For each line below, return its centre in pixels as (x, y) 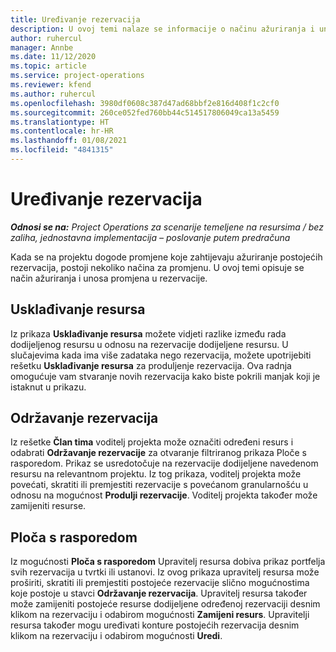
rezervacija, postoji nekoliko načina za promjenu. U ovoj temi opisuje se (157, 267)
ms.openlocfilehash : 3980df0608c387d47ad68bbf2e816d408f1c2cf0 (145, 103)
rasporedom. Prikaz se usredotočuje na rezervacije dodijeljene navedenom (164, 463)
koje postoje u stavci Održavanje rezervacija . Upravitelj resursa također (159, 593)
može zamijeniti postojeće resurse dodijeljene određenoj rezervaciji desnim (165, 604)
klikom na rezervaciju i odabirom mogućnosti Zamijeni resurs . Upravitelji (160, 615)
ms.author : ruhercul (53, 94)
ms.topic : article (48, 66)
